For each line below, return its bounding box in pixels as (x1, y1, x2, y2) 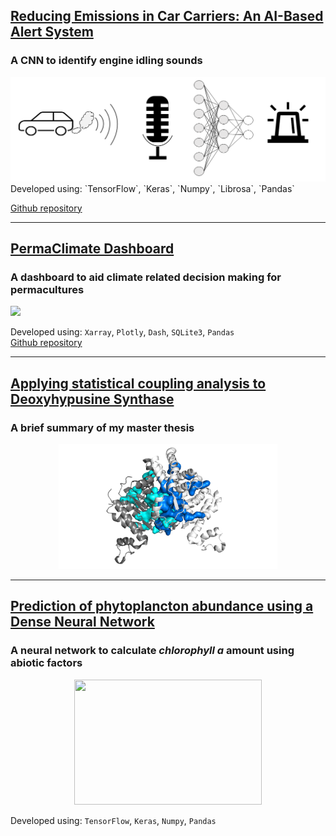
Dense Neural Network (10, 614, 155, 631)
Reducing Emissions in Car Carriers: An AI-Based (10, 8, 324, 25)
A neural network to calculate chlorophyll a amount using (10, 644, 295, 658)
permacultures (10, 282, 85, 296)
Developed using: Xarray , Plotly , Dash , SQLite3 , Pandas (10, 326, 235, 338)
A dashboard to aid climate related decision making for (10, 270, 282, 284)
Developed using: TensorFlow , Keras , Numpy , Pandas (10, 814, 217, 826)
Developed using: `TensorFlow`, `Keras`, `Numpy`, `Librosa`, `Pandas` (10, 182, 295, 194)
